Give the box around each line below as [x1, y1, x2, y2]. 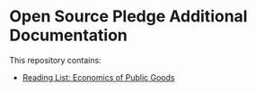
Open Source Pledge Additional [9, 6, 248, 27]
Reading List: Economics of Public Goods [22, 71, 175, 82]
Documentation [9, 25, 128, 46]
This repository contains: [9, 54, 102, 65]
